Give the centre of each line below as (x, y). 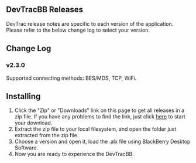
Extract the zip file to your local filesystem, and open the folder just (95, 129)
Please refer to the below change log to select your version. (78, 30)
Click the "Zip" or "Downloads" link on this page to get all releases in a (99, 110)
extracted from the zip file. (47, 135)
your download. (33, 123)
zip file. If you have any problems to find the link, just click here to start (100, 117)
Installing (23, 96)
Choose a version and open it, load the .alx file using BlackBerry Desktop (102, 142)
